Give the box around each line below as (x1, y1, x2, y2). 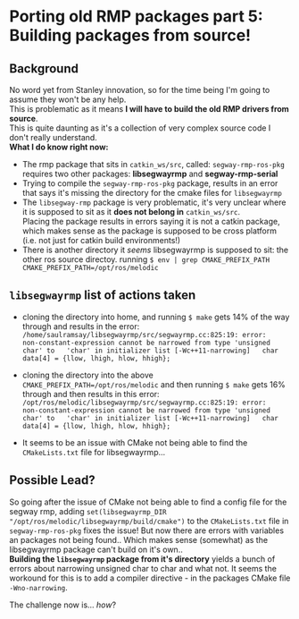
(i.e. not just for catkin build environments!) (21, 235, 181, 245)
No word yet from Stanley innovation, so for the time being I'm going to (9, 85, 270, 95)
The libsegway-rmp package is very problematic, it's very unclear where (21, 197, 287, 208)
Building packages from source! (9, 25, 252, 46)
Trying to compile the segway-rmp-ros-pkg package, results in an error (21, 178, 278, 189)
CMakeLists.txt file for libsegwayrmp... (21, 446, 166, 457)
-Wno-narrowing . (9, 581, 69, 592)
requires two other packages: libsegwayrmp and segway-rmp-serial (21, 168, 278, 179)
